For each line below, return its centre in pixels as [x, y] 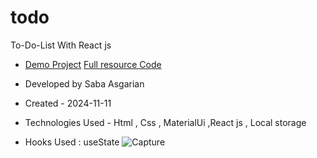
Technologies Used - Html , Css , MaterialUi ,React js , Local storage [165, 122]
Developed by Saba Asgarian [84, 83]
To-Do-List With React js [61, 45]
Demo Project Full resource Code [93, 64]
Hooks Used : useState [72, 142]
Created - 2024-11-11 [68, 103]
